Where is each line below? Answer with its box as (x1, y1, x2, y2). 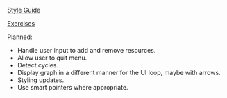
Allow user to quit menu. (17, 54, 87, 62)
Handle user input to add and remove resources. (17, 47, 156, 54)
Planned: (7, 33, 33, 41)
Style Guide (7, 6, 41, 14)
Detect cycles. (17, 61, 59, 69)
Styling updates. (17, 76, 65, 84)
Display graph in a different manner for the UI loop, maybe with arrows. (17, 69, 221, 76)
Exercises (7, 19, 35, 27)
